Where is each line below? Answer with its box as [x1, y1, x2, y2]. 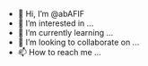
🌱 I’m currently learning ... [17, 28, 114, 37]
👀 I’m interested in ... [17, 18, 94, 29]
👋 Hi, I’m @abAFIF [17, 9, 85, 19]
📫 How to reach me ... [17, 47, 101, 57]
